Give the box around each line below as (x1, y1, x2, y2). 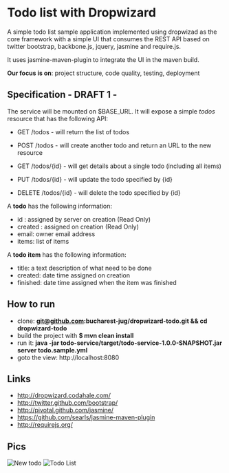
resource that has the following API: (7, 114, 109, 123)
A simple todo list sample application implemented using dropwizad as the (7, 28, 217, 36)
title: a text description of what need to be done (17, 264, 153, 272)
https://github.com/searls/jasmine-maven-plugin (17, 413, 155, 421)
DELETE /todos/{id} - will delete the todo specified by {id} (17, 188, 181, 197)
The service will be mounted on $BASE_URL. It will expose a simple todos (7, 107, 215, 115)
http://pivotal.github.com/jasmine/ (17, 406, 114, 414)
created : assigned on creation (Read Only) (17, 222, 140, 231)
